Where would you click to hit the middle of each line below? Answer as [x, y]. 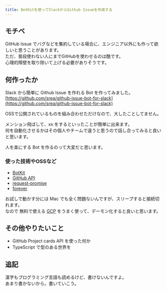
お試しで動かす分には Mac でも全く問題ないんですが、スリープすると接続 [80, 199]
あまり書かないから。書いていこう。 [42, 284]
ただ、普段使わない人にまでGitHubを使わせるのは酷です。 [64, 56]
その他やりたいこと [35, 228]
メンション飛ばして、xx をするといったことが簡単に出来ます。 [69, 124]
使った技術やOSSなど [31, 161]
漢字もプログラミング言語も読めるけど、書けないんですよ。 [66, 277]
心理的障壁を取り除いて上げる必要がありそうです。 [57, 63]
